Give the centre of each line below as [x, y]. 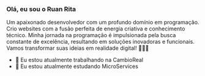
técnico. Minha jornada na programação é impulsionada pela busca [91, 35]
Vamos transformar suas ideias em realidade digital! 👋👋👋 [78, 48]
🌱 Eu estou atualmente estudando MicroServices [77, 66]
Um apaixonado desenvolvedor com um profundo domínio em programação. [103, 22]
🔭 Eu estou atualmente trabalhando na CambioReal [79, 60]
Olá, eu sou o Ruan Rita [41, 9]
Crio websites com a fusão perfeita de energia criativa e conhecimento [96, 29]
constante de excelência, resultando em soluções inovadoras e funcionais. [100, 42]
